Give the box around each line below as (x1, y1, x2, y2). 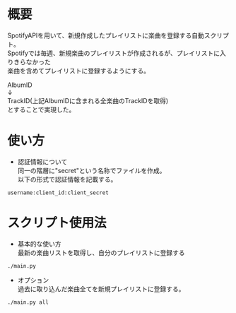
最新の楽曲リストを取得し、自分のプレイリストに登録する (17, 248, 185, 256)
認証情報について (17, 157, 68, 166)
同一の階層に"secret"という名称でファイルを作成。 (17, 166, 166, 175)
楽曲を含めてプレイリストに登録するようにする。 (7, 66, 151, 75)
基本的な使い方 (17, 240, 61, 248)
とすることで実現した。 (7, 105, 76, 114)
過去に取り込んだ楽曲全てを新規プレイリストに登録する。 (17, 284, 185, 293)
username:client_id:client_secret (7, 189, 110, 196)
